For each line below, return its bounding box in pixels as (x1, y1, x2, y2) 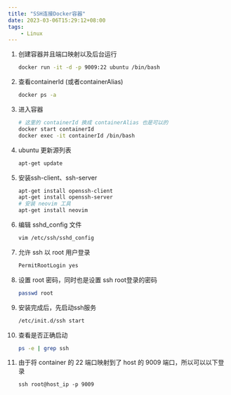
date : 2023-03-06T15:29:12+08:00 (8, 17, 106, 24)
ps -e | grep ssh (18, 344, 70, 352)
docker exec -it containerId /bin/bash (18, 132, 136, 139)
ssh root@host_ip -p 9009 (18, 381, 94, 388)
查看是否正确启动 (18, 330, 68, 339)
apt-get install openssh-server (18, 194, 113, 201)
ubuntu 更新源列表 (18, 145, 72, 154)
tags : (8, 23, 24, 30)
